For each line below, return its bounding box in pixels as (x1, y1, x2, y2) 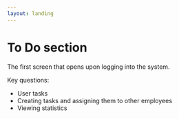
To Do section (7, 39, 87, 55)
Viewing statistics (17, 104, 67, 112)
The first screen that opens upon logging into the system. (7, 63, 170, 71)
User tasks (17, 89, 48, 97)
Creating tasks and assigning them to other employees (17, 96, 173, 105)
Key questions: (7, 76, 50, 84)
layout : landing (7, 10, 54, 17)
